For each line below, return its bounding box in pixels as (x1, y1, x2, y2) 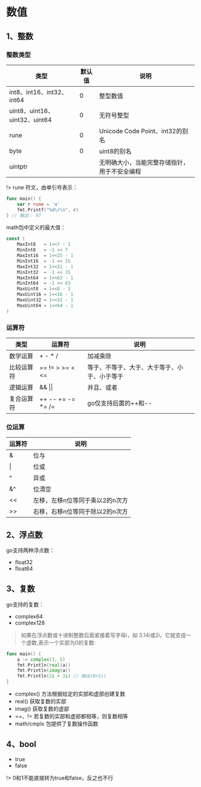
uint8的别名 (99, 147, 132, 155)
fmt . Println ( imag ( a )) (17, 667, 71, 673)
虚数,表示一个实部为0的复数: (26, 639, 96, 646)
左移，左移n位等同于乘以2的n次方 (33, 496, 129, 505)
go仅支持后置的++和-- (87, 399, 153, 407)
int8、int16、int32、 (9, 88, 68, 96)
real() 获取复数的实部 (14, 698, 67, 705)
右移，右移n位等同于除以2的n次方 (33, 508, 129, 516)
